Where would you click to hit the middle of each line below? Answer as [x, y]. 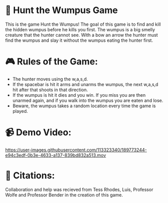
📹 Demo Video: [38, 132]
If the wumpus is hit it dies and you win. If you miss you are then [79, 95]
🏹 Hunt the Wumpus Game [62, 10]
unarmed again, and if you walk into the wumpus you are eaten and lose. [88, 100]
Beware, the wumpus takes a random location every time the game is [84, 106]
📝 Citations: [30, 175]
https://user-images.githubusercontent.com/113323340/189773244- [76, 150]
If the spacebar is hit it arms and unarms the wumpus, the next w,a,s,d [85, 84]
